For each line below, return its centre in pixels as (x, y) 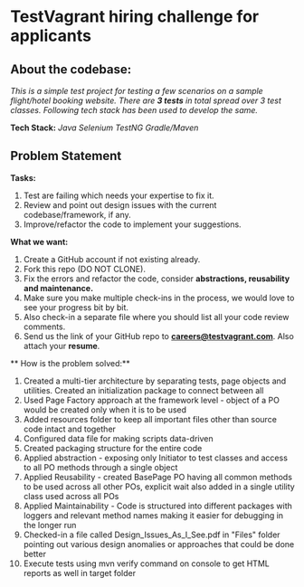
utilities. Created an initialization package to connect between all (143, 390)
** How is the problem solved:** (70, 363)
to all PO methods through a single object (100, 467)
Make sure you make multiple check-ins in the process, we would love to (159, 298)
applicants (51, 36)
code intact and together (70, 429)
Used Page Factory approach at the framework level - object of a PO (151, 400)
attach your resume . (62, 346)
